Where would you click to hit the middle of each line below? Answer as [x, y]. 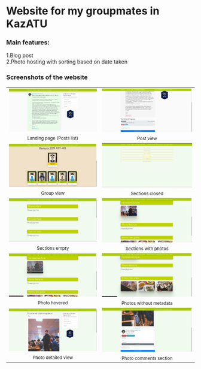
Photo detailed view [53, 358]
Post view [147, 138]
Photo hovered [53, 303]
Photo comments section [147, 358]
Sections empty [53, 248]
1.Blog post [20, 56]
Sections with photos [147, 249]
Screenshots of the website [47, 77]
